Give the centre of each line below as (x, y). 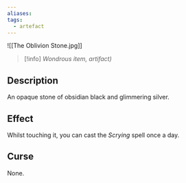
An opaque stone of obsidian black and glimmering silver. (88, 97)
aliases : (20, 13)
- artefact (29, 26)
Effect (20, 118)
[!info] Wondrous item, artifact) (68, 59)
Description (33, 81)
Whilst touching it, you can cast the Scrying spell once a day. (93, 135)
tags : (15, 20)
